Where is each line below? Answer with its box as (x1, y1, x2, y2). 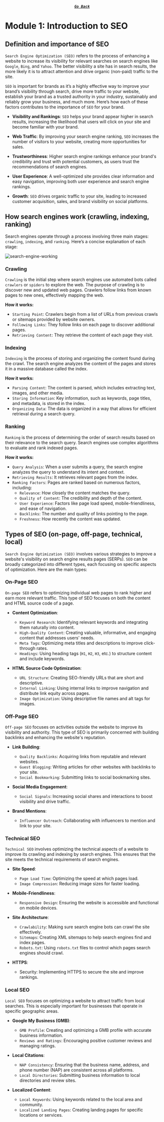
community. (19, 1101, 43, 1107)
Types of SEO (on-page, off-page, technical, (5, 530, 143, 538)
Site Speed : (12, 866, 36, 872)
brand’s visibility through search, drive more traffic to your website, (5, 88, 140, 94)
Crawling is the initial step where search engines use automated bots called (5, 277, 157, 282)
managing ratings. (19, 1043, 56, 1048)
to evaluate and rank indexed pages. (5, 445, 78, 451)
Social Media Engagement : (12, 784, 68, 790)
